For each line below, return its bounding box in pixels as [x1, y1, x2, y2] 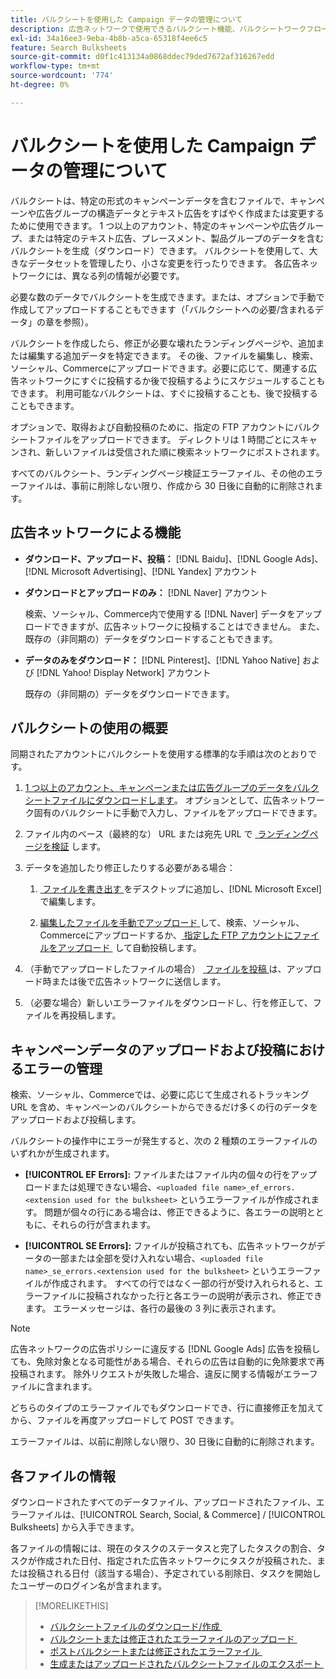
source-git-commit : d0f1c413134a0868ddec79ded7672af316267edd [10, 52, 275, 62]
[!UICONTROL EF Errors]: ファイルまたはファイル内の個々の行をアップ [24, 1169, 318, 1181]
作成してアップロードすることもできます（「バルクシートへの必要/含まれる [10, 303, 316, 315]
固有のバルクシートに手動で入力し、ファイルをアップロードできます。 [33, 807, 323, 819]
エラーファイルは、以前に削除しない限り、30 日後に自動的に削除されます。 [10, 1436, 320, 1448]
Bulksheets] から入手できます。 [10, 1521, 140, 1533]
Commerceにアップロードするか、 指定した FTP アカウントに [39, 929, 293, 941]
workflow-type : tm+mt [10, 61, 101, 71]
